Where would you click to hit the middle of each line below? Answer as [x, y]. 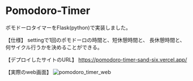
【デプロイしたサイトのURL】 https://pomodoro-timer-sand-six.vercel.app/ [96, 59]
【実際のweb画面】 [29, 72]
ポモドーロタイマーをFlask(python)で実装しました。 [68, 27]
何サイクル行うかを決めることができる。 [54, 47]
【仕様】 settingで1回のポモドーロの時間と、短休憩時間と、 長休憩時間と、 [95, 40]
